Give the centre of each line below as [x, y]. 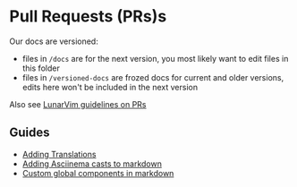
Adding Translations [59, 154]
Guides [30, 133]
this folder [41, 68]
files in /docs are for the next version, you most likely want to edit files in [155, 58]
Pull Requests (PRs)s [88, 17]
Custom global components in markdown [98, 173]
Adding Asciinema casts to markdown [92, 164]
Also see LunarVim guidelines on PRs [78, 104]
